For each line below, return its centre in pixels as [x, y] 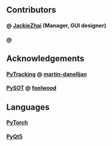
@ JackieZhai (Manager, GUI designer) [56, 25]
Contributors [31, 10]
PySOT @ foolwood [31, 88]
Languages [28, 107]
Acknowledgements [45, 58]
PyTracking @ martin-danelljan [47, 74]
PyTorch [17, 123]
